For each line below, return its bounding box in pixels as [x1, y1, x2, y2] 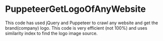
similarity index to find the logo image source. [5, 30, 98, 36]
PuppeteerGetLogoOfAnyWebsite [5, 3, 146, 15]
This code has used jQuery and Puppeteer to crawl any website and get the [5, 20, 159, 26]
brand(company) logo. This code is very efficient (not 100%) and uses [5, 25, 148, 31]
